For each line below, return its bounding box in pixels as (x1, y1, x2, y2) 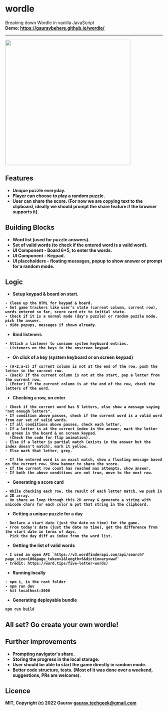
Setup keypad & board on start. (12, 291, 79, 297)
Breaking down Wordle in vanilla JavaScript (5, 20, 94, 26)
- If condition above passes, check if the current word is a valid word (5, 413, 162, 418)
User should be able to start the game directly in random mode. (12, 661, 146, 667)
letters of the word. (5, 386, 50, 391)
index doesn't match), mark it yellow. (5, 444, 88, 449)
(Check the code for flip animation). (9, 435, 91, 441)
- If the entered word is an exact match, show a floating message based (5, 457, 162, 462)
